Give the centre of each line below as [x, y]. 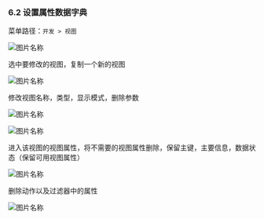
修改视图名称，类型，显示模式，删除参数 [73, 98]
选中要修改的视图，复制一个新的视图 [67, 64]
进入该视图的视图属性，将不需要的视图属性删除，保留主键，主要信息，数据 [128, 148]
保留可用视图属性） [53, 158]
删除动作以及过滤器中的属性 [53, 191]
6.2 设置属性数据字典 [48, 12]
